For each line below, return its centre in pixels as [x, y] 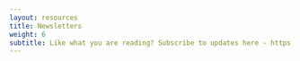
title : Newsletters [46, 26]
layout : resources [44, 17]
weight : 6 [28, 34]
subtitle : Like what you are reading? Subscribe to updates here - [138, 43]
